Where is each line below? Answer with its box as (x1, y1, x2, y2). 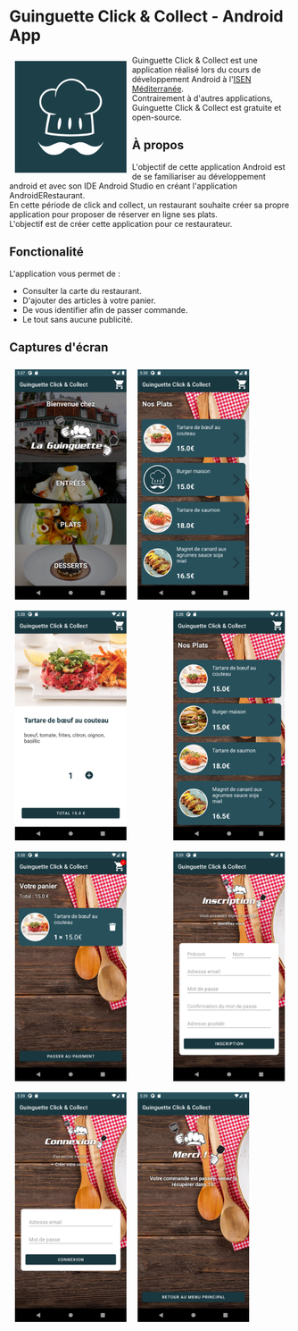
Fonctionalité (9, 244, 84, 260)
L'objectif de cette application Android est (132, 161, 286, 172)
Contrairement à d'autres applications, (132, 92, 274, 104)
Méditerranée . (132, 83, 185, 94)
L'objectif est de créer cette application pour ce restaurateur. (9, 218, 233, 229)
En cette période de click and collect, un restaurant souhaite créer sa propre (9, 199, 290, 210)
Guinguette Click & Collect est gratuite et (132, 102, 282, 113)
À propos (132, 138, 185, 153)
